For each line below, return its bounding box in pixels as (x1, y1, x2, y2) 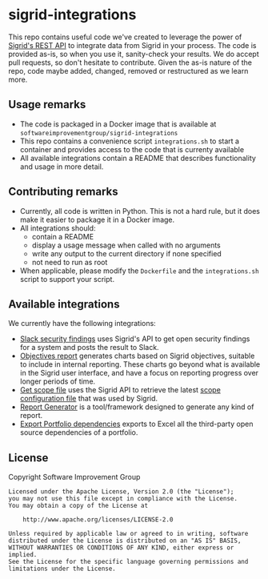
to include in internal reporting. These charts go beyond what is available (19, 360, 261, 369)
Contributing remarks (8, 185, 118, 199)
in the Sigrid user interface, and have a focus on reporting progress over (19, 368, 258, 378)
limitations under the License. (8, 565, 116, 573)
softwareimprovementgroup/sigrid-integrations (19, 129, 178, 137)
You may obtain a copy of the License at (8, 502, 149, 510)
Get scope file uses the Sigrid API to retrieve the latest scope (19, 385, 222, 395)
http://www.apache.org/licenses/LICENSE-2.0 (22, 516, 174, 524)
